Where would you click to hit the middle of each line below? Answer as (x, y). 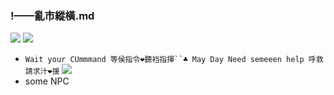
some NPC (47, 81)
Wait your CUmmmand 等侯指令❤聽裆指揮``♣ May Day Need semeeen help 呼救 (174, 60)
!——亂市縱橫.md (52, 15)
